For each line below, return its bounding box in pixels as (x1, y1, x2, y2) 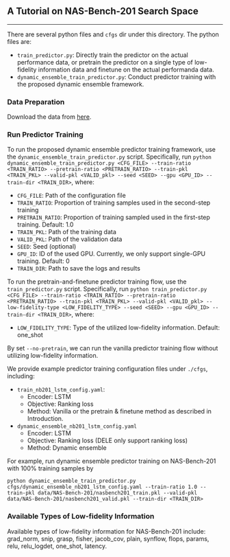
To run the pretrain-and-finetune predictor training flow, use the (7, 277, 187, 286)
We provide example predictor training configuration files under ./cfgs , (7, 365, 208, 373)
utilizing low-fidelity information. (7, 352, 99, 360)
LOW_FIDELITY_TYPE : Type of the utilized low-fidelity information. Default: (16, 323, 220, 332)
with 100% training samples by (7, 464, 94, 473)
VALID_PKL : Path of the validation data (16, 235, 123, 243)
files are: (7, 37, 32, 45)
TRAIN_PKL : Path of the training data (16, 228, 116, 236)
